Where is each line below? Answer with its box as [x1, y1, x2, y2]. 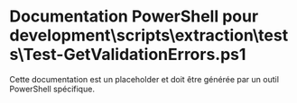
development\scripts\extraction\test [9, 25, 289, 46]
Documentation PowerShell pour [9, 6, 259, 27]
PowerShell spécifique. [9, 83, 95, 94]
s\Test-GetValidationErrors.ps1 [9, 45, 246, 64]
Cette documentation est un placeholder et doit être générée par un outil [9, 73, 280, 84]
